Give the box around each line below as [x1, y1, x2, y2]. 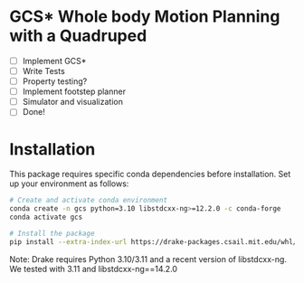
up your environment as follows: [9, 178, 129, 189]
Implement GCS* [22, 55, 87, 66]
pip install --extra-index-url [9, 237, 128, 246]
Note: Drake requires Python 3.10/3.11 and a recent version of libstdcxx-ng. [9, 253, 288, 264]
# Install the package [9, 229, 95, 238]
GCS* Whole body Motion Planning [9, 6, 280, 27]
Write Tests [22, 66, 65, 76]
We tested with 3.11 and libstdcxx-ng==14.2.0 [9, 263, 178, 274]
